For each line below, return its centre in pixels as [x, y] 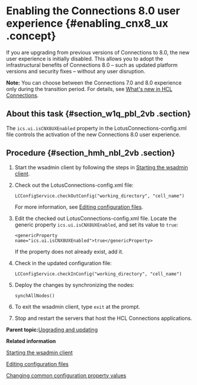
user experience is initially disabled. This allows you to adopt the [85, 59]
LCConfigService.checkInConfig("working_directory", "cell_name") [98, 274]
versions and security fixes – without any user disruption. [76, 71]
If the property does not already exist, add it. [69, 251]
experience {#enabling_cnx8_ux [87, 23]
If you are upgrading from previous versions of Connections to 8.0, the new [98, 52]
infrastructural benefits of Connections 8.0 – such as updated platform [92, 65]
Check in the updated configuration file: [63, 263]
